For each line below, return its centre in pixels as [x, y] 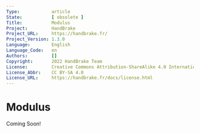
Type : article [38, 12]
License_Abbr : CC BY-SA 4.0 [45, 72]
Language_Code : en [32, 50]
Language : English [38, 45]
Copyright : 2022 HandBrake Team [54, 61]
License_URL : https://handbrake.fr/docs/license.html [79, 78]
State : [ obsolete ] [45, 17]
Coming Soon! [24, 124]
